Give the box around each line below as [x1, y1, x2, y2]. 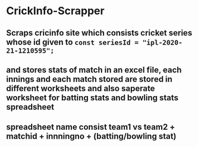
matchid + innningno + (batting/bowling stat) [6, 132, 177, 142]
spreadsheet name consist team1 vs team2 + [6, 122, 175, 132]
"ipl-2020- [142, 38, 183, 47]
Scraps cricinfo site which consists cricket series [6, 28, 193, 38]
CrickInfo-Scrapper [6, 4, 105, 18]
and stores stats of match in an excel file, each [6, 65, 182, 75]
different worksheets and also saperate [6, 83, 155, 93]
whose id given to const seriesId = [6, 37, 139, 47]
